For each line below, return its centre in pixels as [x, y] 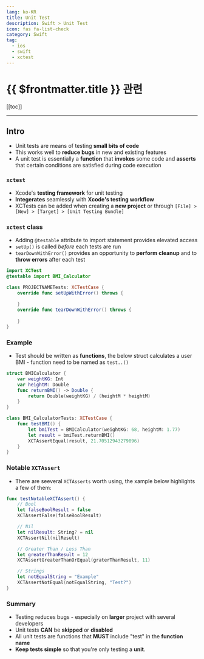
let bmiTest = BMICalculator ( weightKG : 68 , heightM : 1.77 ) [104, 430]
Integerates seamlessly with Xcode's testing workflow [85, 199]
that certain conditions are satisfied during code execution [88, 166]
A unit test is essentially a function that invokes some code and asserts [105, 159]
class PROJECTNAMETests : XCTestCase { [55, 287]
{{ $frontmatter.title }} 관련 [74, 89]
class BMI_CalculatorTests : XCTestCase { [59, 418]
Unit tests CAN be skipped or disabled [64, 630]
